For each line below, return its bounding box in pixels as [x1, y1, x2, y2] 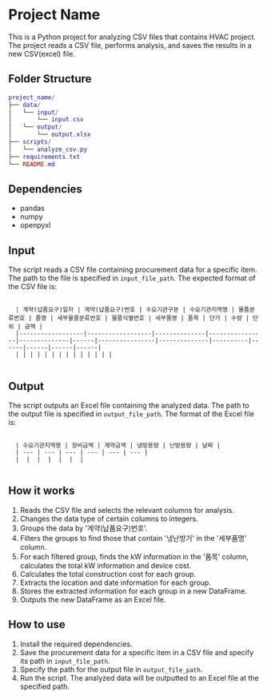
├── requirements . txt [8, 153, 81, 161]
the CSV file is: [8, 282, 58, 292]
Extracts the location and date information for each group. [19, 578, 212, 587]
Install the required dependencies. [19, 639, 133, 649]
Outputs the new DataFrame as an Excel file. [19, 594, 166, 604]
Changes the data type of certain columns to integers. [19, 514, 198, 523]
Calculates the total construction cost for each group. [19, 569, 197, 578]
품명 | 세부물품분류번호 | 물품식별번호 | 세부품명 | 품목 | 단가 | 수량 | [35, 314, 249, 323]
